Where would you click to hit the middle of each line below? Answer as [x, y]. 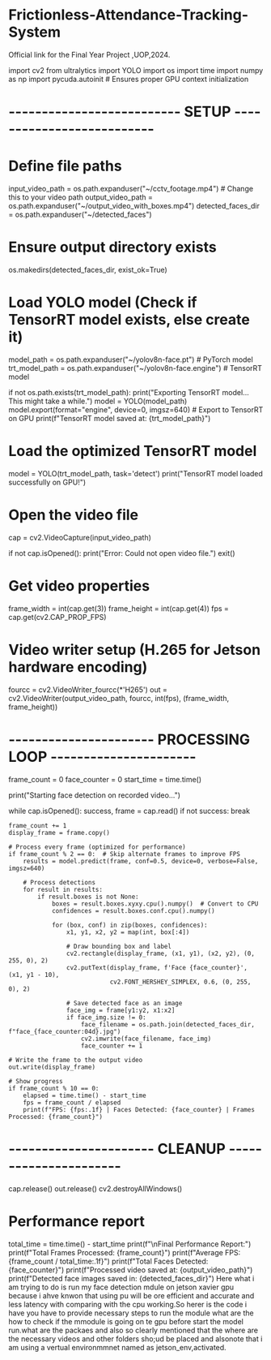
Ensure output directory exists [112, 247]
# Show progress [36, 1081]
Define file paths [66, 166]
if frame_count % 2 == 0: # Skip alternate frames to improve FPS [125, 854]
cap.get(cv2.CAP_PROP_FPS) [57, 617]
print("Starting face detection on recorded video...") [94, 795]
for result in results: [63, 889]
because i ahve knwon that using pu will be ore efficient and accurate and [131, 1295]
